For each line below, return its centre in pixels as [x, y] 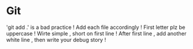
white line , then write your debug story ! [56, 40]
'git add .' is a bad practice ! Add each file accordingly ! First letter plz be [96, 27]
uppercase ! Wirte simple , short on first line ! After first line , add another [96, 33]
